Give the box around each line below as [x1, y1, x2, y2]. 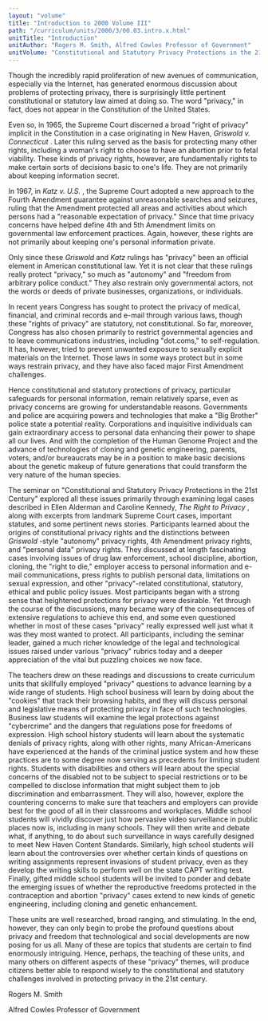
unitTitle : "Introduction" [8, 34, 98, 42]
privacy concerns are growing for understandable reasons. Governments [8, 402, 248, 412]
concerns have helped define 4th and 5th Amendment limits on [8, 220, 215, 230]
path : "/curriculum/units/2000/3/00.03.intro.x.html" [8, 26, 191, 34]
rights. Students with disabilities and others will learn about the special [8, 763, 240, 773]
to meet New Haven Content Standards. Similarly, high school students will [8, 840, 254, 850]
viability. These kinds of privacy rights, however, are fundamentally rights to [8, 154, 258, 164]
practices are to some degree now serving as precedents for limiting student [8, 755, 260, 764]
